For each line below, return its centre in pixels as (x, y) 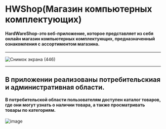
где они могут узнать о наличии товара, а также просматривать (75, 105)
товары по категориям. (30, 110)
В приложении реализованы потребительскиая (83, 80)
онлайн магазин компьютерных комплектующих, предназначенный (80, 38)
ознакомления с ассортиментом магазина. (52, 44)
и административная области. (55, 87)
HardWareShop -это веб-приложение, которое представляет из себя (79, 33)
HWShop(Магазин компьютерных (79, 9)
